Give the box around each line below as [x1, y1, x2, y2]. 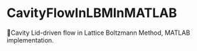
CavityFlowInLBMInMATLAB [6, 5, 177, 21]
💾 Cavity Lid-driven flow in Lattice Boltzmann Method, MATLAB [6, 28, 191, 37]
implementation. [6, 35, 54, 44]
